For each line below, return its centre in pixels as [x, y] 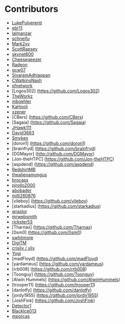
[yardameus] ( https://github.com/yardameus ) [58, 264]
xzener [19, 111]
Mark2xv [21, 43]
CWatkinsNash [27, 80]
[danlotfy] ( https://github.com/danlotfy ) [52, 290]
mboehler [21, 101]
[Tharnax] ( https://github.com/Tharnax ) [52, 227]
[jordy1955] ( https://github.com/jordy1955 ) [55, 295]
